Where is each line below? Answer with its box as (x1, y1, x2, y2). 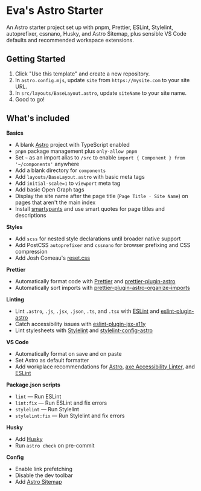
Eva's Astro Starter (6, 4, 104, 18)
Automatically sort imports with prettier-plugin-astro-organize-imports (14, 284, 190, 291)
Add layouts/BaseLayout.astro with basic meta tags (14, 173, 145, 180)
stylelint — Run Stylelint (14, 405, 80, 412)
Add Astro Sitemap (14, 478, 62, 485)
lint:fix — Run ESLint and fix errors (14, 399, 107, 406)
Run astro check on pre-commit (14, 441, 95, 449)
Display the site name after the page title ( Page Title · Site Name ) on (14, 192, 188, 199)
